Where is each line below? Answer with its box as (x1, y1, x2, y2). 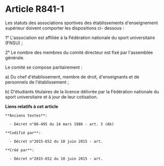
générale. (5, 54, 25, 60)
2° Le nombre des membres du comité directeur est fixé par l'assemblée (5, 49, 153, 55)
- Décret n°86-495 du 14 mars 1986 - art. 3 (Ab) (9, 122, 114, 126)
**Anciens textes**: (5, 113, 48, 118)
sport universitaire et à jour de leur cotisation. (5, 94, 98, 100)
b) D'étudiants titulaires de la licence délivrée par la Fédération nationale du (5, 88, 160, 94)
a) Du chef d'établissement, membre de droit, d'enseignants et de (5, 74, 140, 80)
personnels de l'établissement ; (5, 79, 69, 85)
